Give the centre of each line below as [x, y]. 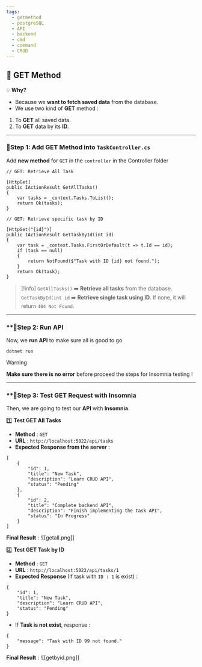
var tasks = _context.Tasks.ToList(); [66, 198]
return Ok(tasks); [40, 203]
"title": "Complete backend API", [71, 506]
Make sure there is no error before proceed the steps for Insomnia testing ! [100, 374]
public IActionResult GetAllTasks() [52, 187]
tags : [13, 12]
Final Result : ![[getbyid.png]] [43, 658]
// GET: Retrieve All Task [40, 171]
